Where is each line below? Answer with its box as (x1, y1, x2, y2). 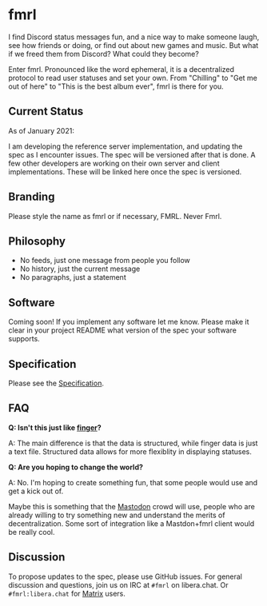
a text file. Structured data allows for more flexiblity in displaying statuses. (8, 446, 252, 456)
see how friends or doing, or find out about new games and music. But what (8, 40, 259, 50)
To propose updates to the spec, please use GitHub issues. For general (8, 572, 242, 581)
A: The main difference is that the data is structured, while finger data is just (8, 438, 258, 448)
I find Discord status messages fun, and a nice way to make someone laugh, (8, 32, 260, 42)
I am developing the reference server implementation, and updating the (8, 142, 243, 151)
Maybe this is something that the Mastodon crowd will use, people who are (8, 501, 256, 511)
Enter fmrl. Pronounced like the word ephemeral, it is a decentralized (8, 64, 234, 74)
